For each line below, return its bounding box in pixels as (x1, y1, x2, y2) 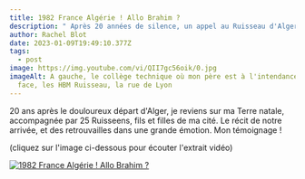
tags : (9, 47, 30, 56)
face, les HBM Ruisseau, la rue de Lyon (17, 80, 172, 89)
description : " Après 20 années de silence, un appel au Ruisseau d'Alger (9, 22, 299, 31)
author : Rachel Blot (9, 30, 88, 39)
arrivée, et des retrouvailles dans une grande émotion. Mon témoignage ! (9, 124, 282, 136)
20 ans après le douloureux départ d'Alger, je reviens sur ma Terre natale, (9, 105, 285, 116)
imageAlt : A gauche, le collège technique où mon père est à (9, 72, 246, 81)
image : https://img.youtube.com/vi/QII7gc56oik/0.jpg (9, 64, 218, 73)
